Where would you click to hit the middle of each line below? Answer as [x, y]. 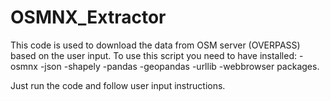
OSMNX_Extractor [88, 17]
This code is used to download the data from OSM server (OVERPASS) [155, 45]
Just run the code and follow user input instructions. [118, 85]
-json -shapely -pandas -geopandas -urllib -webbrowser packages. [179, 66]
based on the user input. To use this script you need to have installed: [154, 55]
